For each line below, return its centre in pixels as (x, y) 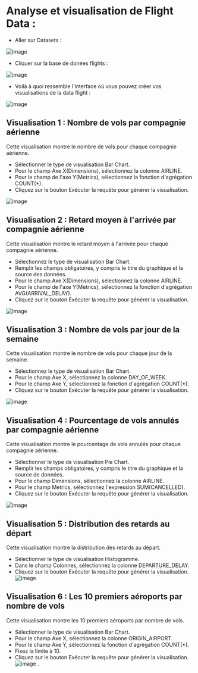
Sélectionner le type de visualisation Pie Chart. (72, 462)
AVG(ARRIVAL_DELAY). (43, 293)
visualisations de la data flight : (53, 92)
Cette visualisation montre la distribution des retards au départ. (84, 547)
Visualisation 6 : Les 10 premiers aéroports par (94, 597)
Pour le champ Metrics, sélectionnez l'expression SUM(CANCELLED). (100, 487)
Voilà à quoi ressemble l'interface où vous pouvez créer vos (88, 86)
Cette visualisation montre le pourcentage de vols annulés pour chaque (94, 444)
